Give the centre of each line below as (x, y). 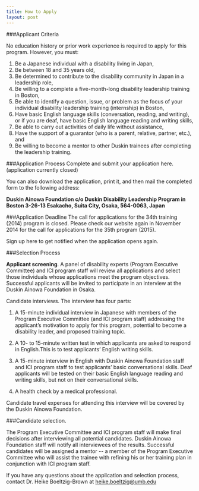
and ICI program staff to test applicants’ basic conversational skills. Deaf (103, 367)
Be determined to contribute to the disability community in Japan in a (99, 76)
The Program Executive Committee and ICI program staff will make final (94, 432)
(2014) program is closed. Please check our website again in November (94, 223)
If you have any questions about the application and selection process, (93, 475)
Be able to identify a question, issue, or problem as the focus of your (99, 101)
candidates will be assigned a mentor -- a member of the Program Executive (99, 451)
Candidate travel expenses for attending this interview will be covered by (95, 402)
